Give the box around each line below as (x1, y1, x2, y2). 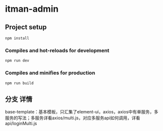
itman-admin (5, 3, 59, 15)
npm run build (5, 81, 34, 86)
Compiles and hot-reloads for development (5, 47, 110, 54)
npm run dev (5, 58, 29, 63)
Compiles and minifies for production (5, 69, 95, 76)
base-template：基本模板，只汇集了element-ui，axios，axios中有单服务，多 (5, 109, 159, 115)
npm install (5, 36, 29, 41)
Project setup (5, 23, 47, 31)
